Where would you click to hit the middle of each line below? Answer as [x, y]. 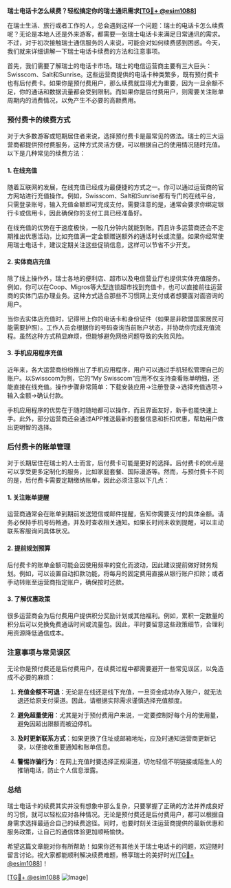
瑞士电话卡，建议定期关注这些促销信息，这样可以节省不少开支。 [103, 244]
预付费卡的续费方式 [39, 120]
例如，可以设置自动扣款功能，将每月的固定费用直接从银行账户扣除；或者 [121, 573]
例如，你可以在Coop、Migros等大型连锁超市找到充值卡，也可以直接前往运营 [115, 287]
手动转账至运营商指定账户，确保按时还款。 [67, 582]
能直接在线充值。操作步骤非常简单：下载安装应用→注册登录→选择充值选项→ [115, 387]
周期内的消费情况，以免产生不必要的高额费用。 [73, 100]
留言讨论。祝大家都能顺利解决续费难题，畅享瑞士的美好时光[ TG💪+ [101, 855]
